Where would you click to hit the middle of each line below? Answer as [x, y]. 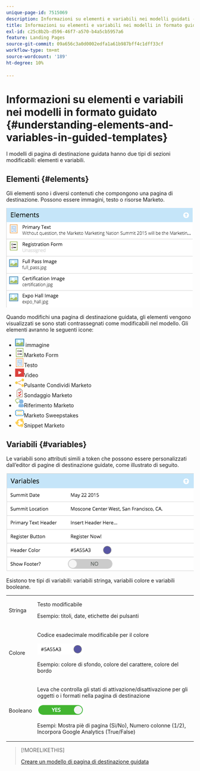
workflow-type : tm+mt [33, 51]
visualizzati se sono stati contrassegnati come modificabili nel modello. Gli [97, 323]
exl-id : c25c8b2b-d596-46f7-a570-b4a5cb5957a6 [65, 32]
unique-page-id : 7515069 [37, 13]
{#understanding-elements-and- [90, 125]
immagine [37, 345]
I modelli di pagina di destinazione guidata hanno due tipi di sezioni [88, 154]
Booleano [21, 710]
